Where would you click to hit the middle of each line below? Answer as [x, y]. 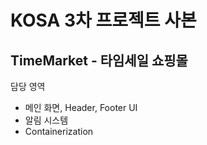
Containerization [59, 131]
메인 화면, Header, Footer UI [81, 107]
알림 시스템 [46, 120]
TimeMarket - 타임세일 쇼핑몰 [99, 60]
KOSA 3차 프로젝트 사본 [103, 20]
